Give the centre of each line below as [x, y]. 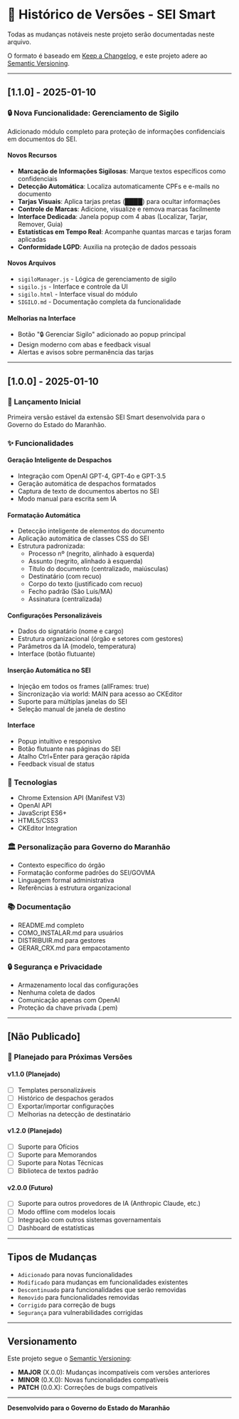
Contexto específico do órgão [61, 865]
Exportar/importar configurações [66, 1106]
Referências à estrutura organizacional [74, 888]
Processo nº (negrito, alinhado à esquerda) [91, 554]
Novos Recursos [32, 155]
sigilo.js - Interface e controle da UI [73, 287]
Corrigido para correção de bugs [67, 1305]
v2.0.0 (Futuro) [30, 1187]
